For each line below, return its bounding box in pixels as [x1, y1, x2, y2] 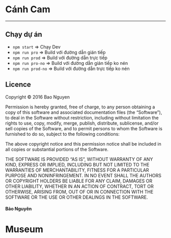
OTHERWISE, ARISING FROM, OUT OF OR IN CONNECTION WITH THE [5, 188, 154, 195]
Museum [5, 224, 43, 235]
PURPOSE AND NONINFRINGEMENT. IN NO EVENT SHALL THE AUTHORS [5, 172, 162, 178]
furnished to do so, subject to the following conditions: [5, 131, 120, 137]
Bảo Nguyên [5, 206, 32, 212]
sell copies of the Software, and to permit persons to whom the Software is [5, 125, 163, 131]
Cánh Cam [5, 4, 50, 15]
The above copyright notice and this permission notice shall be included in [5, 140, 161, 147]
